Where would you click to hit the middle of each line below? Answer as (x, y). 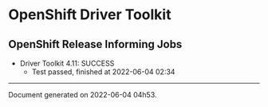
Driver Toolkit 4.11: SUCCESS (67, 63)
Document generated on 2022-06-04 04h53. (83, 95)
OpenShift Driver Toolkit (90, 15)
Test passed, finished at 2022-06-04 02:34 (103, 72)
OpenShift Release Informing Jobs (95, 44)
